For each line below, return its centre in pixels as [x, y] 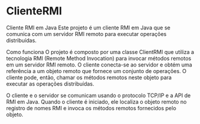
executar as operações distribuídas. [50, 84]
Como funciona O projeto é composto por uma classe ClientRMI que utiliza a [100, 52]
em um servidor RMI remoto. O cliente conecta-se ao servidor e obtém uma [99, 65]
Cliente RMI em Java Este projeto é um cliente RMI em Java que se [88, 28]
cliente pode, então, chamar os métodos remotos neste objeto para [89, 77]
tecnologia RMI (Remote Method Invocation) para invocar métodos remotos [99, 58]
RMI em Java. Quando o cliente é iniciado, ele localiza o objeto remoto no [96, 102]
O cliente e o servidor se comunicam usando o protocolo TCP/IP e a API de [99, 95]
